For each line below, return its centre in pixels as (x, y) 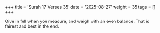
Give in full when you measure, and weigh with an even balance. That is (77, 21)
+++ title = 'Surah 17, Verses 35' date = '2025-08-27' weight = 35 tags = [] (80, 7)
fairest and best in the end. (32, 26)
